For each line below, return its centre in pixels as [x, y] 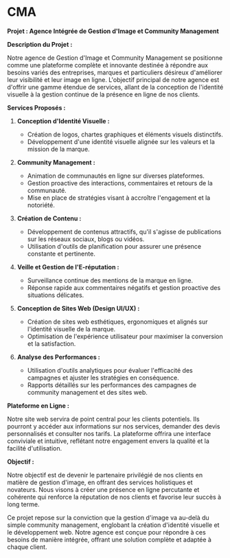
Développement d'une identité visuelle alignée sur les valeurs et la [121, 141]
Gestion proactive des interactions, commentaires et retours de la [120, 183]
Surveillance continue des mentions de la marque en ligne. [110, 280]
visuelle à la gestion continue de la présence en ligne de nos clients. [104, 94]
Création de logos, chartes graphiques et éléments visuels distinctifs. [125, 134]
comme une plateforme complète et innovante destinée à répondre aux [108, 65]
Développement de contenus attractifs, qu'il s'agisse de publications [124, 231]
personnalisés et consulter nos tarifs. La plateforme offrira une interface [109, 433]
